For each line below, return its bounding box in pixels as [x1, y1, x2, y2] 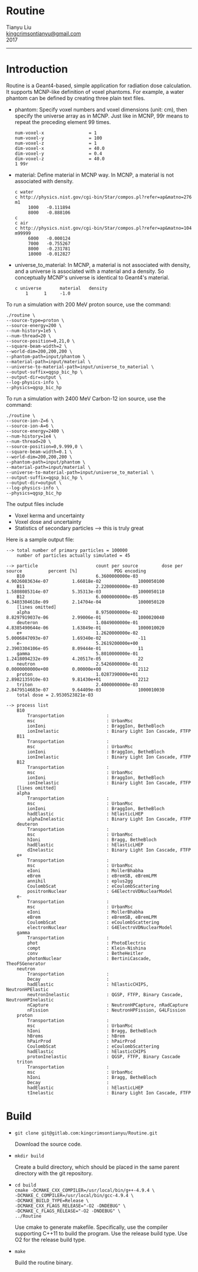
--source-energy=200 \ [6, 322, 62, 328]
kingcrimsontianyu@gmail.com [6, 30, 81, 37]
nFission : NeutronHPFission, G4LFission [27, 1007, 186, 1013]
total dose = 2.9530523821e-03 [16, 692, 94, 698]
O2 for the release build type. [14, 1236, 87, 1243]
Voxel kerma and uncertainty [14, 512, 85, 519]
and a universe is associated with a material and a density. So [14, 268, 164, 275]
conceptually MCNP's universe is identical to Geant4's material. [14, 273, 170, 281]
